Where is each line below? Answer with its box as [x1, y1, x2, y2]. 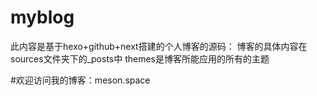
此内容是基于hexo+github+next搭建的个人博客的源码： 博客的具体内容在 [10, 40, 308, 52]
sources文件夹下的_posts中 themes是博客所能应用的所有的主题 [10, 52, 270, 65]
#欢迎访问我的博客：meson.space [10, 74, 151, 86]
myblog [10, 6, 75, 29]
